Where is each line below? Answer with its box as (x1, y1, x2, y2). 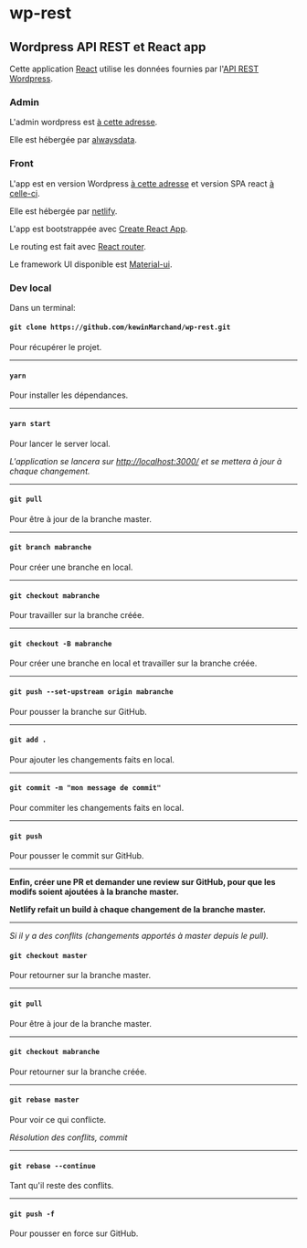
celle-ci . (9, 187, 40, 198)
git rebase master (9, 1095, 79, 1104)
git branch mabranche (9, 543, 92, 552)
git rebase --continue (9, 1161, 96, 1170)
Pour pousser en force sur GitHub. (9, 1228, 139, 1239)
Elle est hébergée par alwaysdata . (9, 134, 137, 145)
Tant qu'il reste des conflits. (9, 1180, 114, 1191)
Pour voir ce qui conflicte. (9, 1114, 107, 1125)
